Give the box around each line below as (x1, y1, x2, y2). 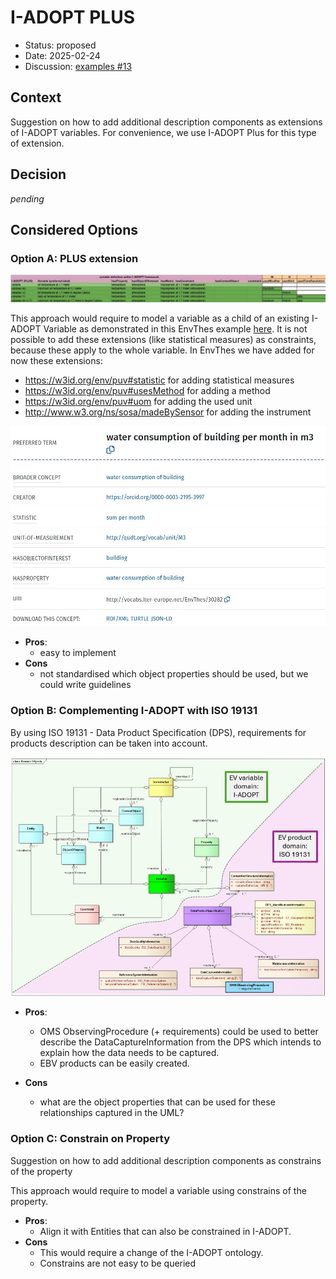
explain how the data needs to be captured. (39, 1047, 220, 1059)
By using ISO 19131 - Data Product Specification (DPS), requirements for (10, 726, 307, 738)
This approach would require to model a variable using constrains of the (10, 1184, 307, 1196)
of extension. (10, 137, 65, 149)
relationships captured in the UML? (39, 1107, 185, 1119)
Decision (10, 166, 67, 183)
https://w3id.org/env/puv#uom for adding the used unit (24, 396, 253, 408)
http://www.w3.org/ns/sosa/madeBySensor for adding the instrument (24, 406, 312, 418)
